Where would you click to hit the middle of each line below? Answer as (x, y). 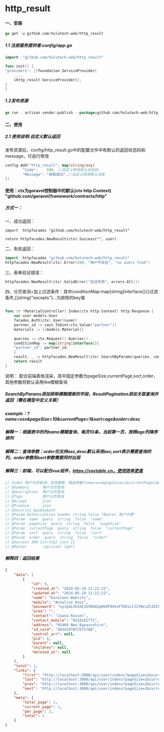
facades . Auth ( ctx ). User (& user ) (46, 320)
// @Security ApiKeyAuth (30, 510)
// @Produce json (28, 505)
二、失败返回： (20, 249)
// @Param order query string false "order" (57, 537)
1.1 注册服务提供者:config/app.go (39, 45)
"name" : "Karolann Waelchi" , (61, 597)
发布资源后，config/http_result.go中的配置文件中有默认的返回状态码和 (75, 150)
